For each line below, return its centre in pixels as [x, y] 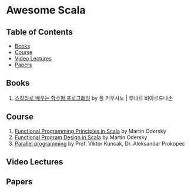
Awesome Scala [46, 10]
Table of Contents [40, 32]
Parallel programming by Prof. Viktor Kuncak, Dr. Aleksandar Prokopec [100, 143]
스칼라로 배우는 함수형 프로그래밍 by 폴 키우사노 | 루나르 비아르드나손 [94, 98]
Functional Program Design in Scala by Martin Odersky [81, 137]
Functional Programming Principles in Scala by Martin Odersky [90, 131]
